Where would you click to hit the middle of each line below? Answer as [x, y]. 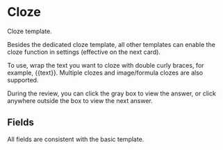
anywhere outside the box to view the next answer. [80, 100]
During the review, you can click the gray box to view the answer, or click [112, 93]
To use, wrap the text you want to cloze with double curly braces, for [106, 65]
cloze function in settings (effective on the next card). [84, 52]
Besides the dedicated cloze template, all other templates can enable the [111, 44]
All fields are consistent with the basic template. [76, 139]
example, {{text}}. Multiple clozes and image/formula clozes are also [105, 73]
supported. [23, 79]
